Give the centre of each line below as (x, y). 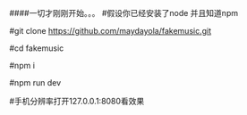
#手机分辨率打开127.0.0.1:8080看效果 (77, 101)
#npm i (22, 66)
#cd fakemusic (37, 48)
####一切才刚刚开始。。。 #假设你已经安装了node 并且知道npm (124, 13)
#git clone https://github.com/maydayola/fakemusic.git (111, 31)
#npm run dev (35, 82)
